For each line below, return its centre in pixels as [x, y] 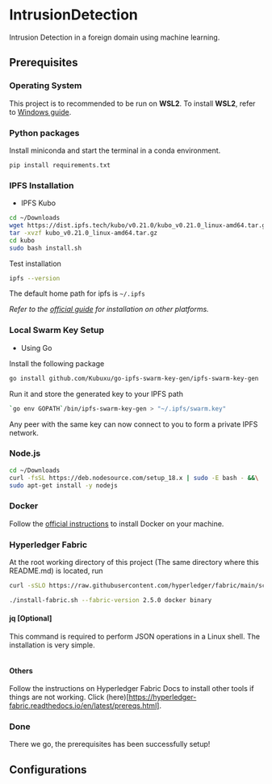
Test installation [35, 263]
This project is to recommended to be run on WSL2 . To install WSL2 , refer [132, 103]
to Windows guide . [40, 112]
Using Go [36, 348]
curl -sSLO [27, 586]
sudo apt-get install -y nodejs [63, 485]
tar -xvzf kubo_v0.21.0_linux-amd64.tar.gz [84, 233]
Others [21, 670]
